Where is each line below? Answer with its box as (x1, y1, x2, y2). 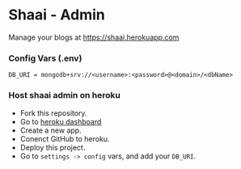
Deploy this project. (19, 142, 86, 152)
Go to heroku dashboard (19, 116, 102, 126)
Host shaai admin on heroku (8, 90, 121, 101)
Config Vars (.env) (8, 53, 82, 64)
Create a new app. (19, 125, 82, 135)
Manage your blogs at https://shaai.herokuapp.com (8, 32, 180, 42)
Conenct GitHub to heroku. (19, 133, 110, 143)
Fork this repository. (19, 108, 87, 118)
